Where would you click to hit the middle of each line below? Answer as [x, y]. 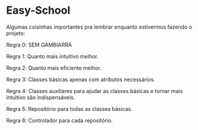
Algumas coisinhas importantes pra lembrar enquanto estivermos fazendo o [99, 27]
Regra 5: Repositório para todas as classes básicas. [69, 109]
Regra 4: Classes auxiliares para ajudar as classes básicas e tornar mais [95, 91]
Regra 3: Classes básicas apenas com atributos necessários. [81, 79]
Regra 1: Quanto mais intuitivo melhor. [52, 56]
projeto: [16, 33]
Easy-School [38, 10]
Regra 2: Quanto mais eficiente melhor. [54, 68]
